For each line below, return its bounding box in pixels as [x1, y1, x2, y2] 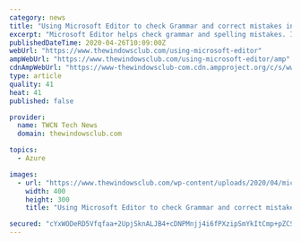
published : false [9, 96, 74, 106]
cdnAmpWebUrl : [9, 64, 63, 73]
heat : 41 [9, 88, 42, 97]
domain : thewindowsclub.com [17, 129, 123, 139]
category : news [9, 13, 66, 22]
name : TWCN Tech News [17, 121, 99, 130]
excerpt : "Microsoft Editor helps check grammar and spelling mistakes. [9, 30, 287, 39]
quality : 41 [9, 80, 54, 89]
